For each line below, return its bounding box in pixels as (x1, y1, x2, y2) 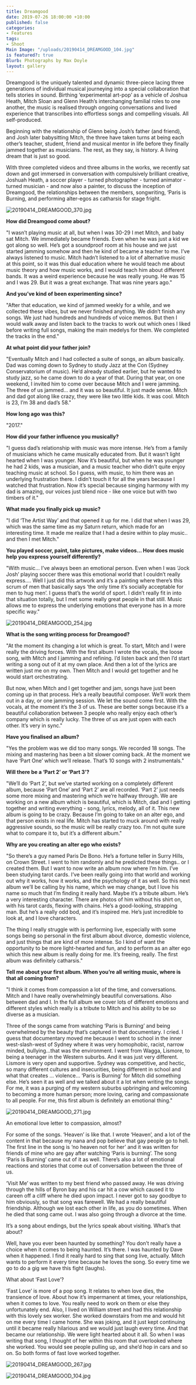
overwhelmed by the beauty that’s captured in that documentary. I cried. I (6, 1029, 183, 1036)
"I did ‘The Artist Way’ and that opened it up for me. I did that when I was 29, (6, 517, 191, 524)
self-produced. (6, 117, 42, 124)
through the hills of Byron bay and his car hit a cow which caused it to (6, 1186, 174, 1193)
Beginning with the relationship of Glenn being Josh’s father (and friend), (6, 128, 181, 135)
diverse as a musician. (6, 1011, 60, 1018)
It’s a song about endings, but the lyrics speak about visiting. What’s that (6, 1222, 181, 1229)
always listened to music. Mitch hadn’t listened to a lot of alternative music (6, 254, 185, 261)
